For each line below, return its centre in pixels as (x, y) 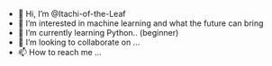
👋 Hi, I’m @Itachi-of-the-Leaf (72, 14)
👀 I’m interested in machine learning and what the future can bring (141, 23)
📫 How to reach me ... (59, 52)
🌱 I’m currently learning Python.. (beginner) (98, 33)
